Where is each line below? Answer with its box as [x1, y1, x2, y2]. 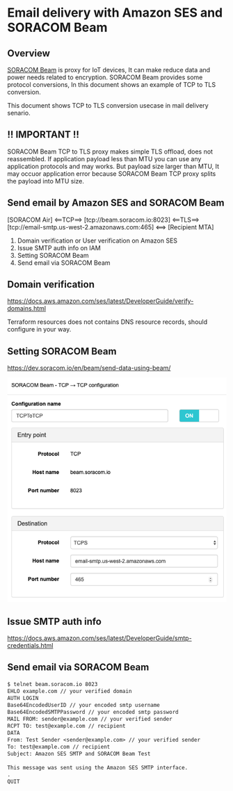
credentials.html [7, 642, 54, 650]
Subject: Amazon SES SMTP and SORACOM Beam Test [7, 750, 151, 757]
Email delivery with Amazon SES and [7, 5, 223, 21]
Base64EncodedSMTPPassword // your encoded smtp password [7, 708, 179, 715]
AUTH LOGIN [7, 694, 39, 701]
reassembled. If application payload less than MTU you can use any [7, 154, 202, 163]
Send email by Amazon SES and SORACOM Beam [7, 197, 225, 209]
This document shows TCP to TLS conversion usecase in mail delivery [7, 101, 209, 109]
